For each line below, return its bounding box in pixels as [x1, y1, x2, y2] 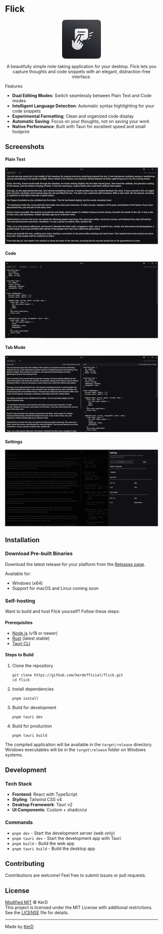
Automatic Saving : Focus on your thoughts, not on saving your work [12, 118, 149, 124]
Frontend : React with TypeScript [12, 791, 78, 797]
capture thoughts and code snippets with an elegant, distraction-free [13, 68, 150, 74]
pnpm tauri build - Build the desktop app [12, 846, 96, 851]
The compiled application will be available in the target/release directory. [5, 741, 153, 747]
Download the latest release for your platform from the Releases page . [5, 561, 146, 567]
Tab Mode [5, 345, 26, 350]
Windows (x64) [12, 580, 43, 586]
